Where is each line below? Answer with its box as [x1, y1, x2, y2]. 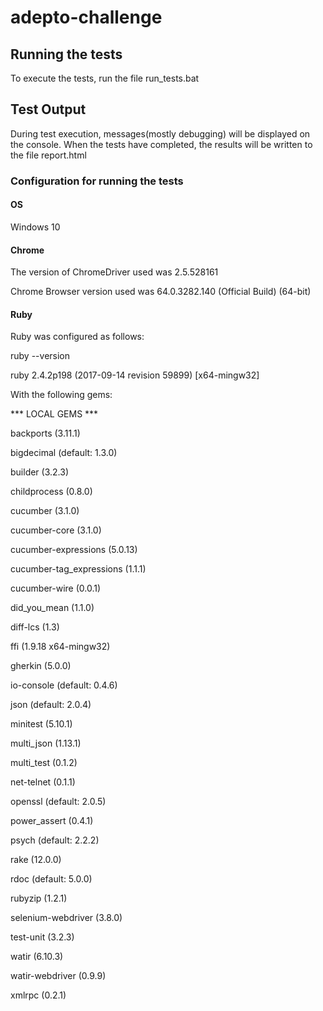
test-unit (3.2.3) [10, 931, 75, 943]
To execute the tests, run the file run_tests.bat [10, 72, 200, 84]
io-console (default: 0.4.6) [10, 679, 118, 691]
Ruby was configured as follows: [10, 331, 145, 343]
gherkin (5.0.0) [10, 660, 72, 672]
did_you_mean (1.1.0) [10, 602, 95, 614]
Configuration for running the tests [10, 174, 184, 188]
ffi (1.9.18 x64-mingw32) [10, 641, 111, 653]
